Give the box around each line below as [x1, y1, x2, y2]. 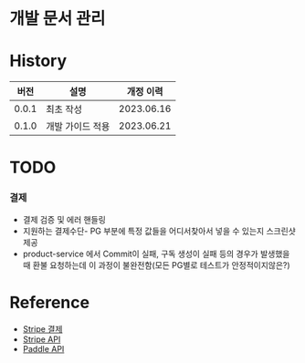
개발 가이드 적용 [45, 120, 110, 133]
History [9, 51, 68, 71]
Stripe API [22, 334, 61, 345]
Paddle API [22, 343, 65, 354]
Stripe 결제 [22, 323, 63, 334]
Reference [9, 292, 89, 313]
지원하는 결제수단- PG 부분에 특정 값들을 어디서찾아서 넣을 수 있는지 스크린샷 [22, 225, 297, 236]
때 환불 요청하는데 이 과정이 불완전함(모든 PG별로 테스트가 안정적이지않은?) [22, 259, 290, 270]
